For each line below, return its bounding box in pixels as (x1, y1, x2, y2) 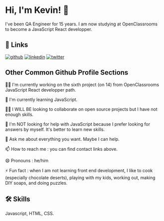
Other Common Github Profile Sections (5, 68, 128, 77)
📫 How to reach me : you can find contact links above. (5, 146, 118, 152)
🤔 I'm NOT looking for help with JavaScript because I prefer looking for (5, 121, 151, 127)
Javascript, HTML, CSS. (5, 211, 54, 217)
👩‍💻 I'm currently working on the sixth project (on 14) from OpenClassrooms (5, 82, 160, 88)
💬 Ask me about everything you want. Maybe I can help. (5, 136, 120, 142)
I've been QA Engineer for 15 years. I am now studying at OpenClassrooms (5, 21, 158, 27)
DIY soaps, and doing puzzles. (5, 180, 68, 186)
